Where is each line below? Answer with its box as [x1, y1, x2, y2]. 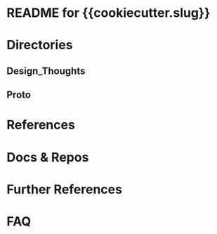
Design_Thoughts [6, 65, 86, 77]
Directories [6, 37, 73, 53]
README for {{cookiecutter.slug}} [6, 5, 211, 21]
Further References [6, 181, 122, 197]
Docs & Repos [6, 149, 89, 165]
